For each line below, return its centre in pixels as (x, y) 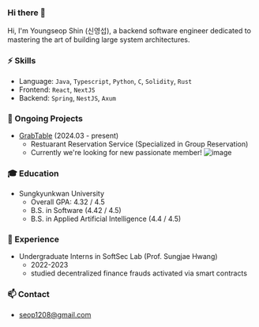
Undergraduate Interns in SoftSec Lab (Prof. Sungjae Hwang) (118, 257)
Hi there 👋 (27, 13)
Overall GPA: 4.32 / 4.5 (68, 202)
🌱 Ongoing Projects (45, 118)
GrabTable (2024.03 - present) (69, 135)
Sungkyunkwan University (61, 194)
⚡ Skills (22, 61)
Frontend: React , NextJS (57, 89)
